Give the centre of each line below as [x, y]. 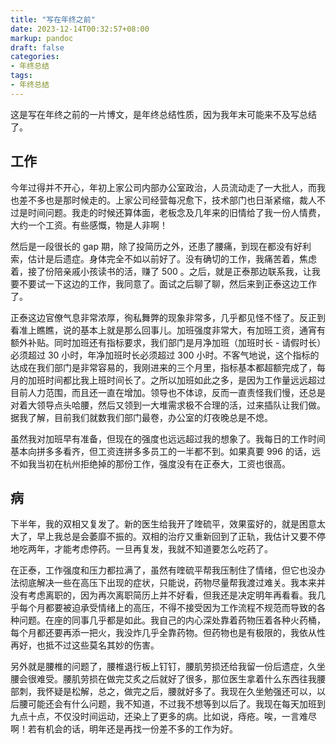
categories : [35, 57]
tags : [21, 76]
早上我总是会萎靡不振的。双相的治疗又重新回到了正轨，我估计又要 [172, 537]
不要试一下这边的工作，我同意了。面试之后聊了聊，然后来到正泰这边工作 [167, 283]
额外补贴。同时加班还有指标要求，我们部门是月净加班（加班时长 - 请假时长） [166, 342]
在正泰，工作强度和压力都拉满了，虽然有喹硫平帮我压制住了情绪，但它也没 [163, 570]
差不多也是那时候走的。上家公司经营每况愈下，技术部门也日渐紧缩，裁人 [167, 200]
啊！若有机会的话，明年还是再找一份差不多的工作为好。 [124, 729]
